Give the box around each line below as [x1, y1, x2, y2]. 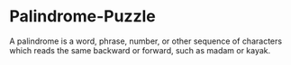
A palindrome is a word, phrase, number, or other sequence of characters [9, 36, 282, 46]
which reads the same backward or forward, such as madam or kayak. [9, 45, 271, 55]
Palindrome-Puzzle [9, 6, 156, 27]
